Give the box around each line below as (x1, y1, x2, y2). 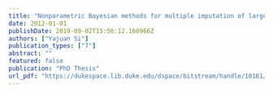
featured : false (8, 57, 63, 66)
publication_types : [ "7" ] (8, 42, 96, 50)
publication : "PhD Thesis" (8, 65, 100, 73)
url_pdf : (8, 72, 38, 80)
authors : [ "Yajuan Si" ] (8, 34, 89, 43)
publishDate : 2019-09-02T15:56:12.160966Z (8, 27, 154, 35)
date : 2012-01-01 (8, 19, 67, 27)
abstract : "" (8, 49, 53, 57)
